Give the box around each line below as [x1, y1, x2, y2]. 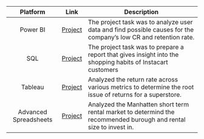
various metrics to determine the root [87, 83, 194, 91]
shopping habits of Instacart [87, 58, 168, 66]
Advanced [18, 108, 47, 116]
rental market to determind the [87, 108, 175, 116]
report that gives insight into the [87, 51, 179, 59]
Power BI [19, 25, 46, 34]
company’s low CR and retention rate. [87, 33, 195, 41]
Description [124, 8, 159, 16]
